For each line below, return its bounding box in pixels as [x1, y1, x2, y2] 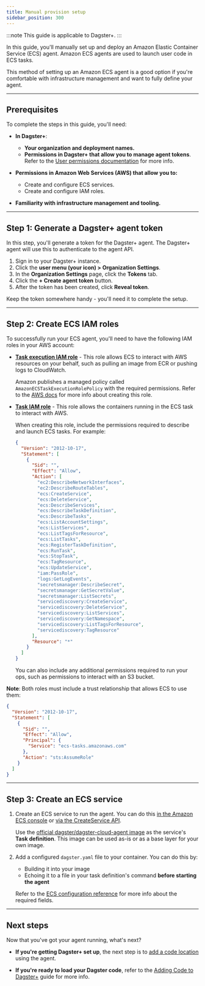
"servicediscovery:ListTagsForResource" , [37, 621, 145, 627]
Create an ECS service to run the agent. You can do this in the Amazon [15, 811, 193, 818]
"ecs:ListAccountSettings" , [37, 519, 109, 526]
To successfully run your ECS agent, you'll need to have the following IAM [6, 334, 192, 342]
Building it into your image [24, 866, 90, 873]
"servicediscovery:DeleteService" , [37, 605, 128, 611]
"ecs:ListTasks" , [37, 536, 81, 542]
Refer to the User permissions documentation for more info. [24, 157, 174, 165]
